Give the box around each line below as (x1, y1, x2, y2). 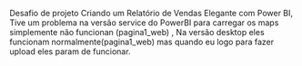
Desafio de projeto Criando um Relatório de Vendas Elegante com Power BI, (9, 8, 294, 18)
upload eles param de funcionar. (9, 46, 131, 57)
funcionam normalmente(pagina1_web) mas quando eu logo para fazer (9, 36, 275, 47)
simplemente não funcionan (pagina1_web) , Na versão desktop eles (9, 27, 266, 37)
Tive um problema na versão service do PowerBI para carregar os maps (9, 17, 279, 28)
